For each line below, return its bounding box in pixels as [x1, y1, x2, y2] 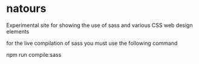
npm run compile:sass [6, 51, 62, 58]
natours [6, 2, 47, 16]
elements [6, 28, 30, 35]
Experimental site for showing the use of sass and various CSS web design [6, 22, 193, 29]
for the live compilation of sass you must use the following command [6, 39, 178, 47]
